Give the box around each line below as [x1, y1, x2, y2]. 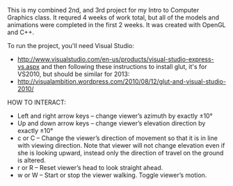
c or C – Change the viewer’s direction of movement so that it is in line [17, 134, 218, 142]
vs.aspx [17, 63, 40, 70]
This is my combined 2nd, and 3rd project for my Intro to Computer [7, 6, 200, 14]
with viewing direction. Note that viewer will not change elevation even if [17, 141, 225, 149]
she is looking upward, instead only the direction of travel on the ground [17, 149, 224, 157]
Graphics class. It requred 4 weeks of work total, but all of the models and [7, 13, 220, 22]
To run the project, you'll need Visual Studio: [7, 42, 134, 49]
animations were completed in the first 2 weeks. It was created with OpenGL [7, 21, 226, 29]
